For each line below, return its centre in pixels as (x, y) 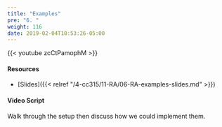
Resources (24, 69)
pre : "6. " (23, 20)
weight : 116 (25, 27)
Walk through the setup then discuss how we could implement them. (106, 116)
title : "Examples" (34, 14)
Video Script (26, 100)
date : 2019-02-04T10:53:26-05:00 (56, 33)
